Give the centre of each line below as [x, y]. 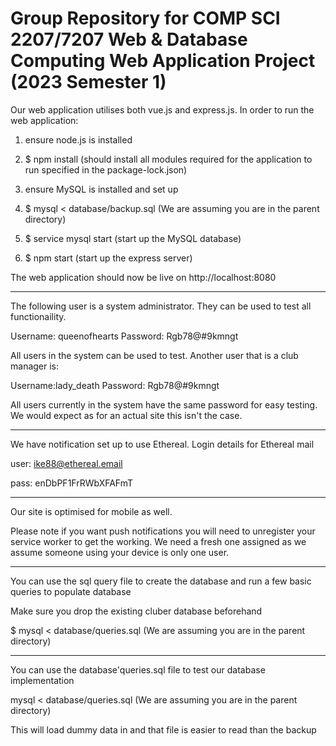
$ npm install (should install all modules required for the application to [168, 159]
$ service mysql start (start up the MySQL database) [133, 238]
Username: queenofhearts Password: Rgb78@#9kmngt [124, 336]
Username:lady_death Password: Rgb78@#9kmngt [115, 385]
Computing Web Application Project [163, 61]
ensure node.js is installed [78, 139]
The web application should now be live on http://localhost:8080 [143, 277]
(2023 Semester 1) [88, 82]
